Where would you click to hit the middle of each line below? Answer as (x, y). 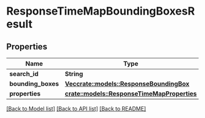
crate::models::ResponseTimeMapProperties (131, 94)
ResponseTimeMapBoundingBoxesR (101, 11)
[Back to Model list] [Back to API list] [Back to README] (76, 109)
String (74, 74)
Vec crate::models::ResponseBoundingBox (127, 84)
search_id (24, 74)
